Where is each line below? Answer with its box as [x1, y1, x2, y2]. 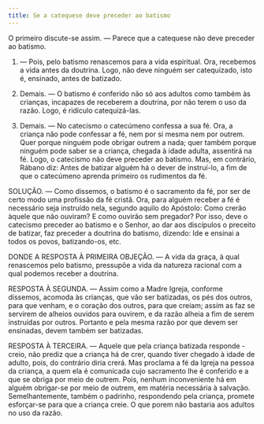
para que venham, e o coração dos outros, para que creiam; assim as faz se [8, 300, 255, 310]
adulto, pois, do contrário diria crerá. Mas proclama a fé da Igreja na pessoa [8, 358, 255, 367]
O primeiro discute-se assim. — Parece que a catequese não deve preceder [8, 33, 255, 43]
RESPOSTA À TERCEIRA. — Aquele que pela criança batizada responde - [8, 340, 246, 351]
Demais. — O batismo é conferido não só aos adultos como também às [19, 88, 251, 99]
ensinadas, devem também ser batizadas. [8, 325, 144, 335]
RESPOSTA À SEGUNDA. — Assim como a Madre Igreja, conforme [8, 284, 223, 293]
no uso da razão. [8, 407, 63, 418]
